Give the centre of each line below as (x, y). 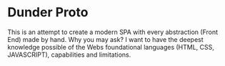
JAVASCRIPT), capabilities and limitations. (69, 55)
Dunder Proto (48, 12)
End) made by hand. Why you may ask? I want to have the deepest (105, 39)
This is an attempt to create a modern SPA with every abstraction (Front (113, 32)
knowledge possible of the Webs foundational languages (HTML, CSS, (111, 47)
